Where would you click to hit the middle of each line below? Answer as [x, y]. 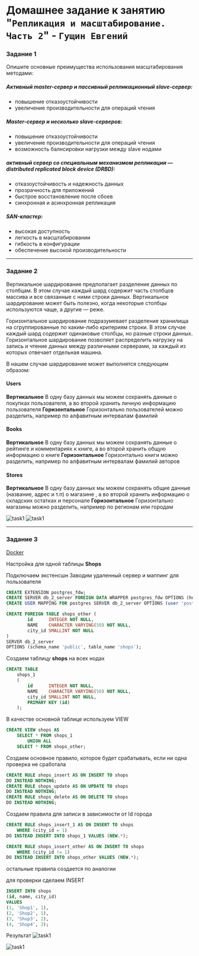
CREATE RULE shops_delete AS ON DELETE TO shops [67, 797]
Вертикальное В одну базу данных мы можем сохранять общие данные [98, 488]
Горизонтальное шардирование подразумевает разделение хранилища [97, 321]
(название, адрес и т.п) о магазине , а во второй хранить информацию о [98, 494]
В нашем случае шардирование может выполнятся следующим [87, 364]
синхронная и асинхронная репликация [65, 203]
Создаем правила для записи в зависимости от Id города [79, 814]
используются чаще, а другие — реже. [55, 309]
